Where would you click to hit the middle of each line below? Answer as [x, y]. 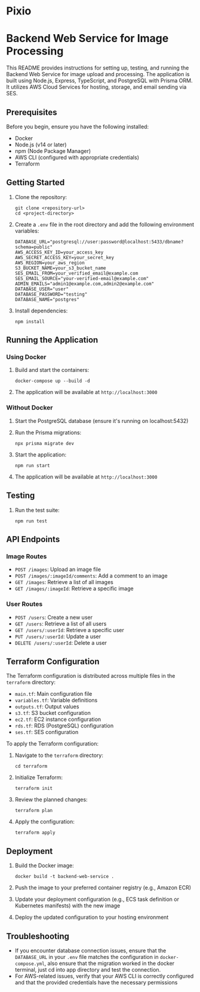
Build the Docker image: [44, 865]
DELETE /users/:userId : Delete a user [61, 642]
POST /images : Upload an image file [58, 569]
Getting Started [36, 183]
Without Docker [30, 408]
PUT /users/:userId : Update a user [58, 636]
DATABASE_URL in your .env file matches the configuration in [87, 957]
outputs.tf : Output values [47, 707]
